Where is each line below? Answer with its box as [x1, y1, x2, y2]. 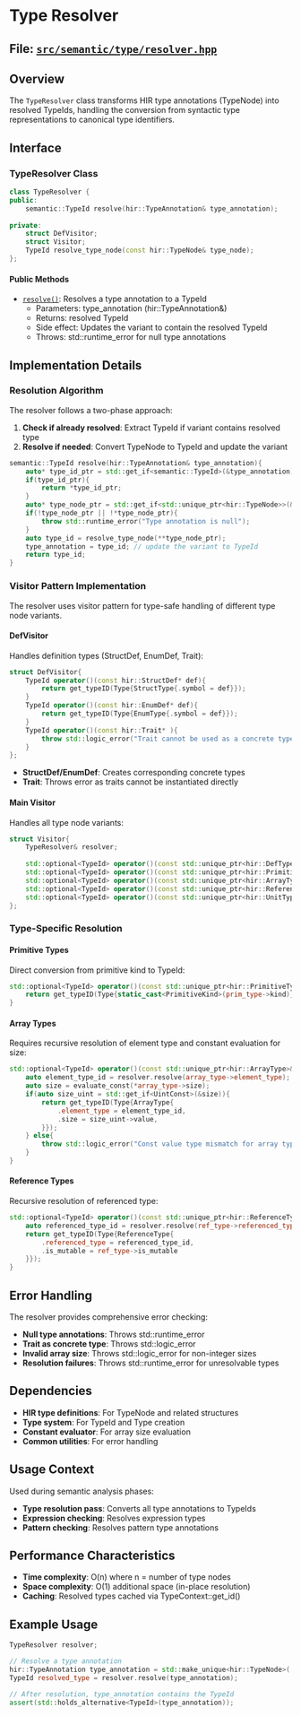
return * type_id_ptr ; [41, 483, 123, 493]
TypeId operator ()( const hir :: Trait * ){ [25, 725, 178, 735]
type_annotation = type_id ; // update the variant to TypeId [25, 542, 258, 551]
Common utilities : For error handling [21, 1435, 159, 1446]
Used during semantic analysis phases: [9, 1486, 154, 1496]
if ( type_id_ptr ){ [25, 475, 90, 484]
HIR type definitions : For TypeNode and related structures [21, 1407, 239, 1417]
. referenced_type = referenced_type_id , [41, 1238, 194, 1247]
